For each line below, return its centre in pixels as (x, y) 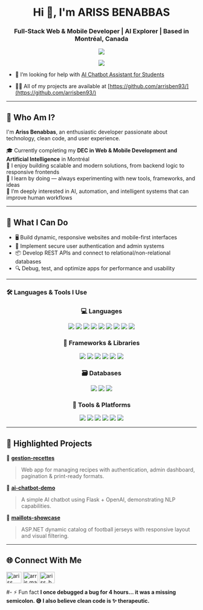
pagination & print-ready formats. (63, 476)
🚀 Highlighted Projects (49, 443)
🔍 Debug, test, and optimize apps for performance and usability (95, 268)
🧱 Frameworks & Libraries (101, 343)
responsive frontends (33, 172)
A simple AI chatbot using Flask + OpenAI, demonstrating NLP (98, 500)
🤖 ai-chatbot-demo (31, 488)
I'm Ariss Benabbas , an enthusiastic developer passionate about (87, 132)
